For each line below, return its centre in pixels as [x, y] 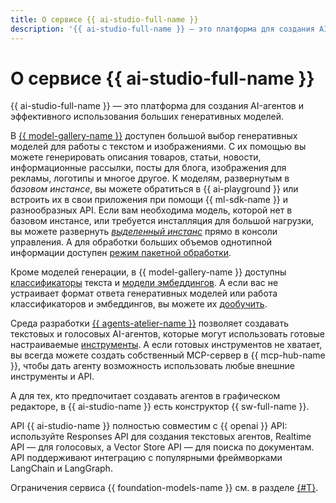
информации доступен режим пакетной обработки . [121, 253]
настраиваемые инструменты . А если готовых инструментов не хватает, [166, 345]
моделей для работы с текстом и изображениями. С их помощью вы [158, 147]
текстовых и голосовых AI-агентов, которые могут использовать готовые [167, 334]
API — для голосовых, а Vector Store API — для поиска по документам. [162, 447]
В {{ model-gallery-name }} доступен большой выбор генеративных [154, 136]
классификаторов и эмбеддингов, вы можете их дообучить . [139, 304]
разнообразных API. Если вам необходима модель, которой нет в [151, 210]
